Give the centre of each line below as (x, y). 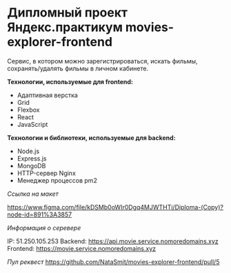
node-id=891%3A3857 (40, 214)
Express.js (32, 158)
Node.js (28, 151)
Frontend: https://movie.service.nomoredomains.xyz (82, 248)
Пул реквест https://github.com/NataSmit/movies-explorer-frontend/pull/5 (113, 262)
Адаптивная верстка (47, 95)
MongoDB (31, 165)
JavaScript (32, 124)
